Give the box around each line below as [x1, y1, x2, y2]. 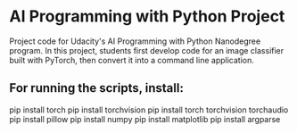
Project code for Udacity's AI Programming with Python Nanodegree [9, 36, 261, 46]
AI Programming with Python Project [9, 6, 285, 27]
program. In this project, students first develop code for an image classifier [9, 45, 285, 55]
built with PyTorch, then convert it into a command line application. [9, 54, 254, 65]
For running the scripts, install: [9, 80, 185, 96]
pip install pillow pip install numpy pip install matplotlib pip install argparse [9, 113, 281, 124]
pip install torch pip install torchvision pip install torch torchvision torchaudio [9, 104, 289, 115]
